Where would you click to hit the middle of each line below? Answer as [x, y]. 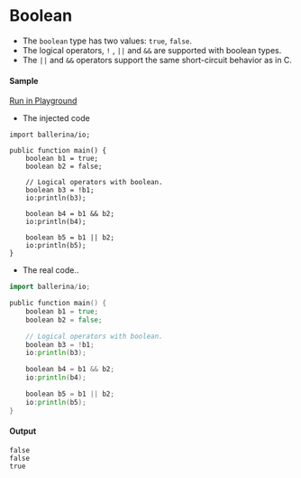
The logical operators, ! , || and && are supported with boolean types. [152, 50]
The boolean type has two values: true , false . [107, 41]
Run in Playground [43, 101]
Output [23, 431]
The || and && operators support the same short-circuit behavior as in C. [157, 60]
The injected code [56, 118]
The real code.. [50, 270]
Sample [24, 80]
